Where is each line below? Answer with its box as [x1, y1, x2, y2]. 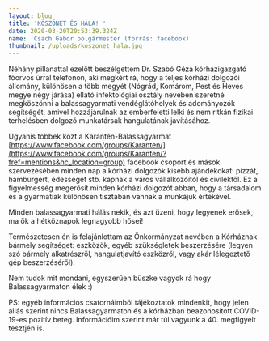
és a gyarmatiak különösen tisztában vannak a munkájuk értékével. [8, 192, 232, 202]
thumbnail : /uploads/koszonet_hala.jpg [8, 42, 143, 50]
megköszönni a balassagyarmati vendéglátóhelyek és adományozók [8, 99, 236, 109]
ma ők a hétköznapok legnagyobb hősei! [8, 216, 144, 226]
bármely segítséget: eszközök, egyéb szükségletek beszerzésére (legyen [8, 241, 253, 250]
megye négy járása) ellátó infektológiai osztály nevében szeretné [8, 90, 225, 100]
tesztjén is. [8, 323, 45, 333]
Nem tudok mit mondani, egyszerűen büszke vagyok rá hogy [8, 273, 212, 283]
